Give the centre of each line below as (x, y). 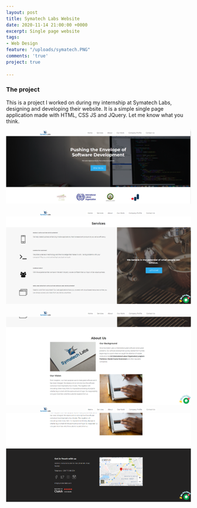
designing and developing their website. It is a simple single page (85, 108)
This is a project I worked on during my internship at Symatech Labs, (89, 102)
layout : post (22, 12)
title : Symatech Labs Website (43, 19)
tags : (13, 37)
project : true (23, 62)
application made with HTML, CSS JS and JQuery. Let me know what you (95, 115)
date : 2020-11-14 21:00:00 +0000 (47, 25)
